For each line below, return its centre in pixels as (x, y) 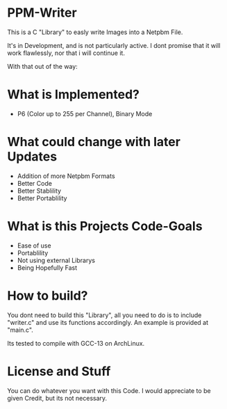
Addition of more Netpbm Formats (66, 176)
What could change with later (94, 142)
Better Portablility (42, 198)
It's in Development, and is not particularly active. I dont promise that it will (114, 45)
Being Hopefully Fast (47, 267)
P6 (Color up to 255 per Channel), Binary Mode (85, 113)
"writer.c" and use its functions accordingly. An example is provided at (108, 322)
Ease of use (34, 246)
